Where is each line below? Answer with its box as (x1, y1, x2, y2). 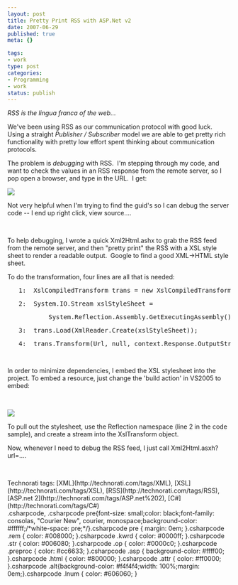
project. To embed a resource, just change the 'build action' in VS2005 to (7, 374, 222, 382)
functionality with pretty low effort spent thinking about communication (7, 138, 215, 146)
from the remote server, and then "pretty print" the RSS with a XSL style (7, 244, 217, 252)
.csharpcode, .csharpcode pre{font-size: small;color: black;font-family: (7, 509, 215, 517)
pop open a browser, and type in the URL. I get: (7, 174, 147, 183)
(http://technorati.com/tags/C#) (7, 502, 100, 510)
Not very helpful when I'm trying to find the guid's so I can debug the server (7, 201, 229, 210)
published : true (7, 30, 55, 38)
